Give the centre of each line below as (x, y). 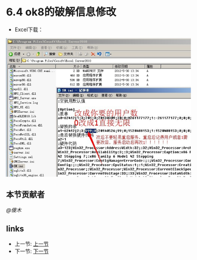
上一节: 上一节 (31, 244)
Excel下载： (29, 29)
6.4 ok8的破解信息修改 (61, 12)
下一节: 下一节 (31, 251)
